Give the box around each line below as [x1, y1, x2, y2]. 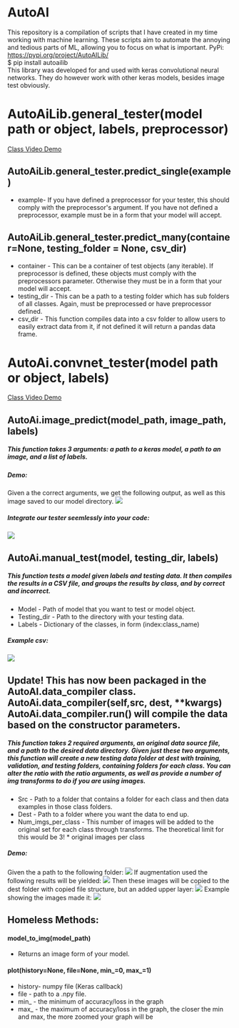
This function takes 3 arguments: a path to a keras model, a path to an [7, 445, 221, 454]
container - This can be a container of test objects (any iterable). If [17, 261, 214, 270]
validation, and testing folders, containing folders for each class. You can [7, 761, 231, 770]
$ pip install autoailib [7, 58, 68, 66]
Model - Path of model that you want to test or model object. [17, 604, 196, 614]
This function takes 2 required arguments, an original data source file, [7, 739, 221, 748]
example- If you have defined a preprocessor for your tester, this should [17, 195, 230, 204]
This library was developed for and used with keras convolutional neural [7, 66, 219, 74]
